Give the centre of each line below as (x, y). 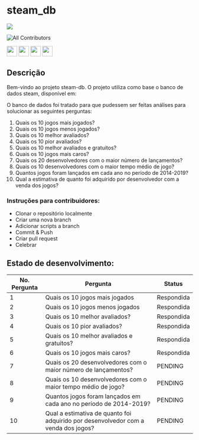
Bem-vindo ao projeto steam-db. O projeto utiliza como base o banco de (95, 87)
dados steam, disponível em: (42, 93)
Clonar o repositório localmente (53, 214)
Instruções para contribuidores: (53, 200)
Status (173, 283)
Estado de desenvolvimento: (61, 263)
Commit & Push (34, 232)
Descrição (26, 73)
